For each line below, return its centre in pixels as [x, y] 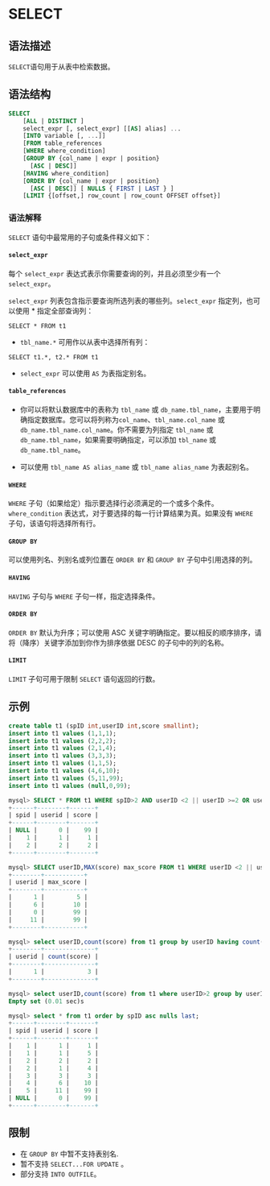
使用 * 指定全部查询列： [54, 310]
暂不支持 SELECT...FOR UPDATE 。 [74, 1163]
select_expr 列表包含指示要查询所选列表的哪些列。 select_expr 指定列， [127, 301]
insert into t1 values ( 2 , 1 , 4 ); [62, 749]
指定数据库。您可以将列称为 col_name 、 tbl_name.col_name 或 [126, 420]
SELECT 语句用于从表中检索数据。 [61, 66]
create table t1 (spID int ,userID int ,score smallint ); [104, 726]
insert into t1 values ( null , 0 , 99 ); [70, 786]
